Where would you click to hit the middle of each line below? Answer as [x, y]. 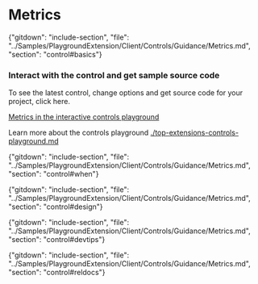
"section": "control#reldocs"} [57, 273]
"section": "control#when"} [54, 174]
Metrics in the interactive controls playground [84, 117]
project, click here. [40, 102]
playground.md [33, 141]
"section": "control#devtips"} [57, 240]
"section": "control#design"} [56, 207]
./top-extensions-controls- [195, 133]
